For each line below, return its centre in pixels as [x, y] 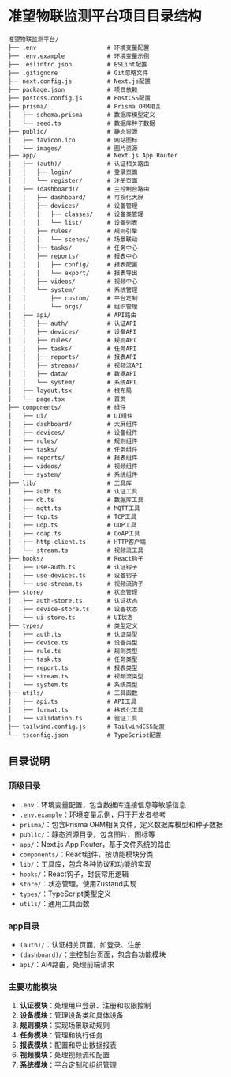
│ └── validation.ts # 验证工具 [73, 718]
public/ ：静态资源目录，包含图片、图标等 [87, 834]
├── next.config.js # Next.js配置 [80, 81]
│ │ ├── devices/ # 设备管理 [73, 206]
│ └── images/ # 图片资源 [73, 148]
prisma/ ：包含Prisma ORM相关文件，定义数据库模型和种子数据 [121, 824]
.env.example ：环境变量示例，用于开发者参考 [93, 814]
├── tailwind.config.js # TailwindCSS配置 [87, 727]
